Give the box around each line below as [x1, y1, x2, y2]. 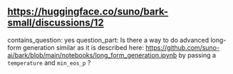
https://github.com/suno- [145, 43, 219, 52]
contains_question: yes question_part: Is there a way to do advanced [7, 36, 209, 44]
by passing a [178, 51, 216, 59]
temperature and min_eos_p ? [7, 58, 91, 67]
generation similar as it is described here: [22, 43, 145, 52]
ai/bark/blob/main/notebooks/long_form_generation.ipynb [7, 51, 177, 59]
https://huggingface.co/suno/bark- [7, 6, 169, 18]
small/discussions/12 [7, 17, 105, 29]
